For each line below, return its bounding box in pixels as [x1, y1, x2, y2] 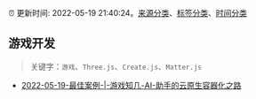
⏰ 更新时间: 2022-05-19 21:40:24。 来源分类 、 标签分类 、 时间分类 [8, 8, 248, 18]
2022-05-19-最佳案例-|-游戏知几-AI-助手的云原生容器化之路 [20, 80, 242, 90]
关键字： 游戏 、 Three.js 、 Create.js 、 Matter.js [29, 61, 202, 72]
